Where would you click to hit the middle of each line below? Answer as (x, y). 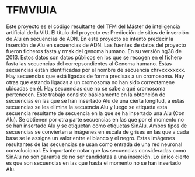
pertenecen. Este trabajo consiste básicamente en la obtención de (86, 95)
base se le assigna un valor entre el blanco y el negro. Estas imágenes (90, 138)
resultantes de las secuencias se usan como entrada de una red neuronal (94, 144)
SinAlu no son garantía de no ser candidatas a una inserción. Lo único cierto (98, 157)
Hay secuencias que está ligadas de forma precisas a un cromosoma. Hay (95, 76)
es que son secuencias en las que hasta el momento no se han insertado (94, 163)
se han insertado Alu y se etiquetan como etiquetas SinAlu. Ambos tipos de (97, 126)
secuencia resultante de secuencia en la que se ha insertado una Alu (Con (95, 113)
